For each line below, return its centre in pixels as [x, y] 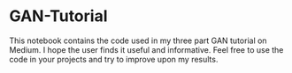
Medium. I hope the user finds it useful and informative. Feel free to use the [146, 49]
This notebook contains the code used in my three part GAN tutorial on [138, 40]
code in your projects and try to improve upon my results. [114, 59]
